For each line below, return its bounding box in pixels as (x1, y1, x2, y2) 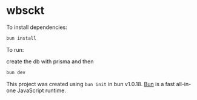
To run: (6, 46, 24, 53)
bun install (6, 35, 36, 41)
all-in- (176, 80, 192, 87)
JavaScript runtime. (17, 87, 67, 94)
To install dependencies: (6, 23, 68, 31)
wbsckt (6, 4, 45, 17)
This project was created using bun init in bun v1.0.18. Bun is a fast (6, 80, 175, 87)
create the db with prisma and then (6, 58, 94, 65)
